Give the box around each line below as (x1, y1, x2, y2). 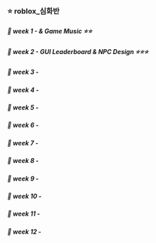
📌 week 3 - (7, 68, 39, 77)
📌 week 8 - (7, 157, 39, 165)
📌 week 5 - (7, 103, 39, 112)
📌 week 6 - (7, 121, 39, 129)
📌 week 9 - (7, 174, 39, 183)
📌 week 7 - (7, 138, 39, 147)
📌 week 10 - (7, 192, 42, 200)
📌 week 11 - (7, 209, 41, 218)
